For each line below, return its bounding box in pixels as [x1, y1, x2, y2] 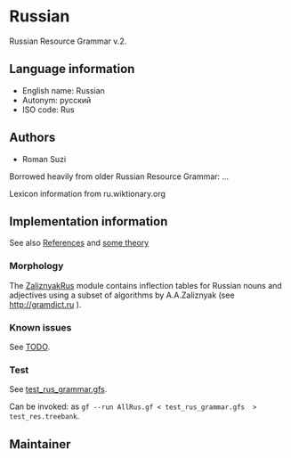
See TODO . [9, 341, 51, 352]
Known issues [9, 321, 72, 333]
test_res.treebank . [9, 411, 80, 421]
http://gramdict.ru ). [9, 299, 82, 309]
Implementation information [9, 214, 168, 229]
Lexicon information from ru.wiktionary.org [9, 188, 166, 199]
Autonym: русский [21, 94, 92, 105]
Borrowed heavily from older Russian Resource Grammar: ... [9, 171, 230, 182]
